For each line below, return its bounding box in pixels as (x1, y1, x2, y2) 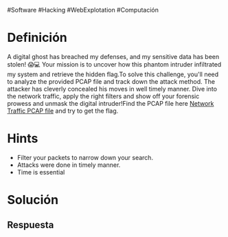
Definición (7, 30, 67, 45)
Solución (7, 192, 59, 208)
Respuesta (7, 219, 54, 231)
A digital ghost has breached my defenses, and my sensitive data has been (7, 52, 220, 60)
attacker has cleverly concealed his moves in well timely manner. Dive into (7, 84, 218, 93)
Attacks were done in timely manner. (16, 161, 121, 169)
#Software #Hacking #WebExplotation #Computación (7, 6, 159, 14)
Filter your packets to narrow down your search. (16, 153, 153, 161)
